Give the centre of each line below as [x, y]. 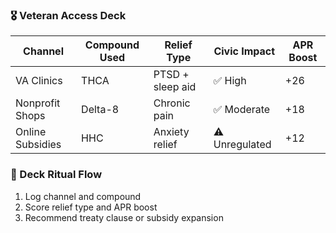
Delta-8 [100, 110]
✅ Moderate [242, 110]
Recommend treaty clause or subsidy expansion [124, 217]
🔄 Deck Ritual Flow [56, 175]
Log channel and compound [83, 196]
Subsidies [38, 145]
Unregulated [242, 145]
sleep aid [175, 87]
